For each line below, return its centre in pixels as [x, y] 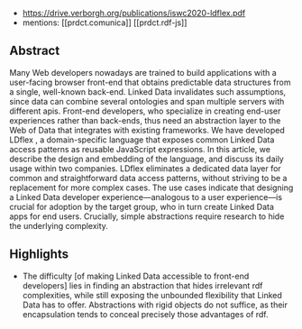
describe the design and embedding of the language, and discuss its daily [146, 159]
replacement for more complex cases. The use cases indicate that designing [151, 187]
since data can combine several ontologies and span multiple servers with [147, 101]
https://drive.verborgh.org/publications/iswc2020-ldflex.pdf [134, 13]
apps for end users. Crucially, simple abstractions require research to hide [147, 216]
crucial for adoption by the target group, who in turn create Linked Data [142, 206]
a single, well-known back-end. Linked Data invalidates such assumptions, [148, 91]
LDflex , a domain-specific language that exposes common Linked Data [142, 140]
